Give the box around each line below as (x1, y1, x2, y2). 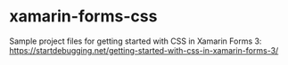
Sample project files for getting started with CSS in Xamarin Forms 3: (9, 36, 262, 46)
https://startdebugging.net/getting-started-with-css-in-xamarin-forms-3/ (9, 45, 279, 55)
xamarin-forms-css (9, 6, 158, 27)
